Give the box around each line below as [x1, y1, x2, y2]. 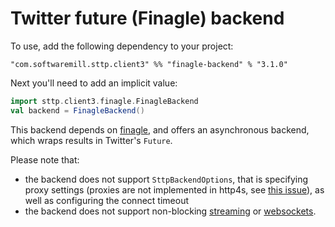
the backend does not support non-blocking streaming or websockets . [24, 205, 317, 217]
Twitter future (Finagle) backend [10, 7, 285, 30]
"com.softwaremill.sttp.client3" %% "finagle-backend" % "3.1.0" [10, 59, 288, 69]
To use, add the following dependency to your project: [10, 40, 234, 52]
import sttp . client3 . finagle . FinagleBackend [10, 96, 199, 106]
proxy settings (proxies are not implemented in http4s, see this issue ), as [24, 183, 325, 196]
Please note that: [10, 153, 80, 166]
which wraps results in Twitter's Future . [10, 134, 173, 146]
